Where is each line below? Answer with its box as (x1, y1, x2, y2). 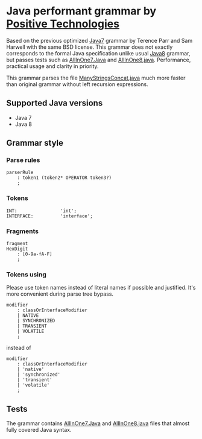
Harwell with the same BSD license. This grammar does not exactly (6, 43, 173, 51)
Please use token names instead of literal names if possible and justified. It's (6, 284, 196, 291)
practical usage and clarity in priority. (6, 62, 99, 70)
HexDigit (6, 246, 28, 252)
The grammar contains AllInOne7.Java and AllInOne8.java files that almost (6, 420, 190, 427)
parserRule (6, 170, 34, 176)
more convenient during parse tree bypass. (6, 290, 113, 297)
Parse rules (6, 156, 40, 164)
